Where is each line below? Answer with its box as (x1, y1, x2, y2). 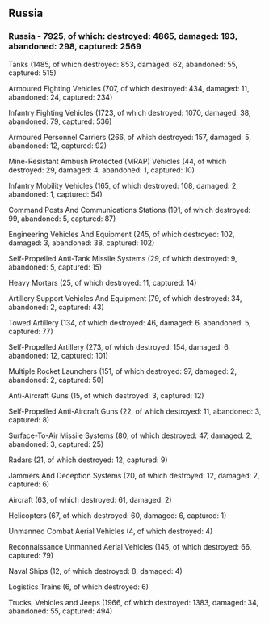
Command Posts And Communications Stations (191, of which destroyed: (8, 205, 251, 214)
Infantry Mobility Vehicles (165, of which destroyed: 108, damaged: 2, (8, 180, 238, 190)
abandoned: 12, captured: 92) (8, 141, 107, 151)
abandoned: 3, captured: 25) (8, 439, 104, 448)
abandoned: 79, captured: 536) (8, 117, 112, 126)
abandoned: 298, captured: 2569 (8, 40, 141, 52)
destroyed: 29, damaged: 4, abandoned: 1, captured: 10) (8, 165, 195, 175)
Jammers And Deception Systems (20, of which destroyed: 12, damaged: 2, (8, 470, 260, 480)
